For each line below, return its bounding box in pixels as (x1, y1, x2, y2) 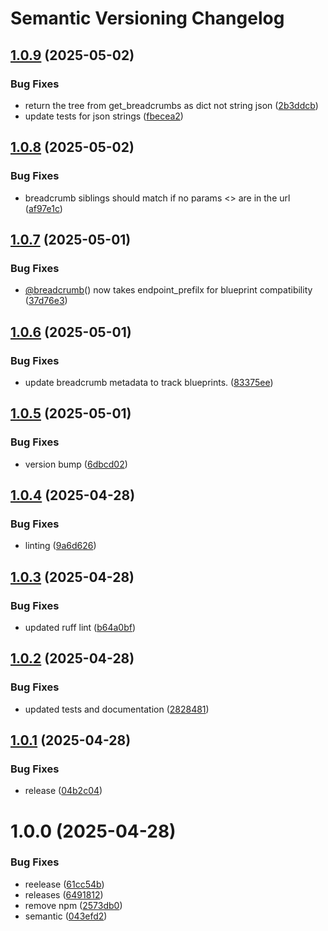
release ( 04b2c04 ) (24, 785, 103, 797)
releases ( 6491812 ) (24, 888, 104, 901)
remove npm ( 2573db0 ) (24, 899, 123, 911)
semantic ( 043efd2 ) (24, 910, 108, 922)
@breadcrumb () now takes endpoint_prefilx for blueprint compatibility (24, 284, 313, 296)
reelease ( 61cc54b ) (24, 878, 105, 890)
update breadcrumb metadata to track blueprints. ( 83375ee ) (24, 376, 274, 388)
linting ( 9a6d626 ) (24, 540, 97, 552)
